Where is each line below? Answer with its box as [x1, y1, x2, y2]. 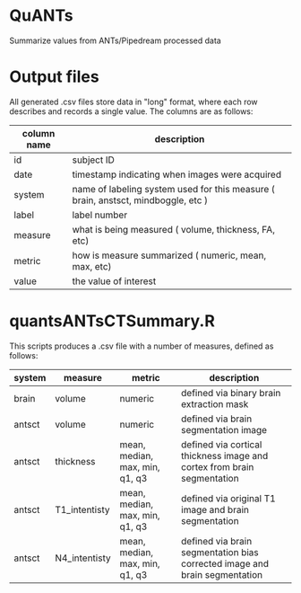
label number [72, 208, 128, 221]
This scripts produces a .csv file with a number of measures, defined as [9, 341, 274, 351]
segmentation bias [180, 545, 259, 558]
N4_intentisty [55, 552, 111, 564]
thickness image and [180, 449, 269, 462]
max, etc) [72, 260, 112, 272]
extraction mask [180, 397, 249, 410]
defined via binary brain [180, 386, 281, 399]
